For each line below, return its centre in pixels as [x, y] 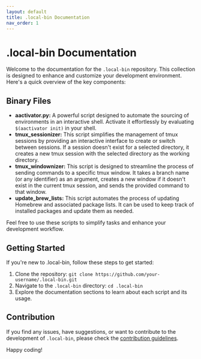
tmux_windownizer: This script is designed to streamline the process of [104, 166]
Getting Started [36, 248]
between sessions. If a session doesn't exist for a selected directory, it [102, 147]
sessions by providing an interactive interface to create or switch [95, 141]
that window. [31, 192]
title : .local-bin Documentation [48, 17]
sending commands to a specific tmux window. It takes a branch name [102, 173]
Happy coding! [25, 349]
